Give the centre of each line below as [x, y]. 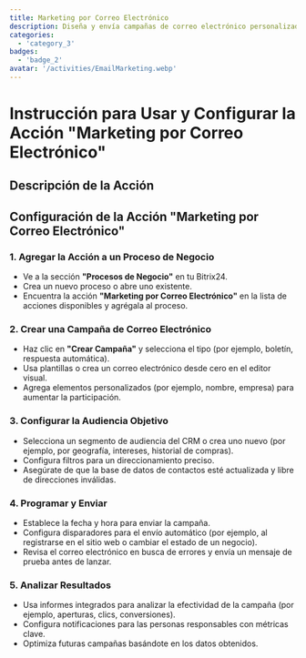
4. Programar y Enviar [58, 503]
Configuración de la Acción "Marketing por [134, 216]
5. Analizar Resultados [61, 585]
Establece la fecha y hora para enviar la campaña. [117, 523]
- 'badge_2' [41, 60]
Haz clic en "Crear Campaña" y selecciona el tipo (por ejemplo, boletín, [158, 349]
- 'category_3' [46, 43]
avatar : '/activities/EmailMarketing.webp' [93, 69]
